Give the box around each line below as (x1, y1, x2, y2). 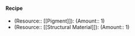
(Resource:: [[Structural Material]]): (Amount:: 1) (14, 24, 130, 31)
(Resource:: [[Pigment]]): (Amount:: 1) (14, 17, 105, 24)
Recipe (5, 5, 23, 12)
